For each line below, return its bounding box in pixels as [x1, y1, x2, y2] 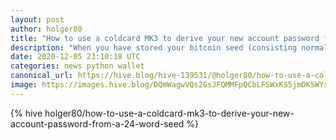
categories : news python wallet [10, 61, 145, 71]
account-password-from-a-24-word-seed [10, 117, 185, 130]
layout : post [10, 14, 65, 25]
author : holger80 [10, 24, 83, 34]
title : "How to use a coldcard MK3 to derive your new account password [10, 33, 320, 43]
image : [10, 80, 38, 90]
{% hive [10, 107, 43, 119]
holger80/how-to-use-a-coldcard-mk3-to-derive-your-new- [44, 107, 295, 119]
